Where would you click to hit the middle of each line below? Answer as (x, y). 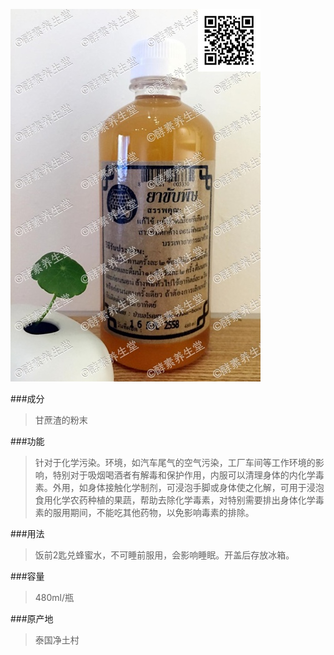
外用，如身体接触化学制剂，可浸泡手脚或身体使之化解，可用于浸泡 (188, 487)
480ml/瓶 (54, 597)
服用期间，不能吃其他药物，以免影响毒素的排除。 (153, 512)
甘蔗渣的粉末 (61, 420)
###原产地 (32, 618)
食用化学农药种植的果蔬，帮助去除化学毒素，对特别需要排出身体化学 (175, 500)
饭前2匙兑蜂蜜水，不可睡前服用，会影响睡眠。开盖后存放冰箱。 (164, 555)
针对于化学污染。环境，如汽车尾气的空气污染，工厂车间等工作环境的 (175, 462)
